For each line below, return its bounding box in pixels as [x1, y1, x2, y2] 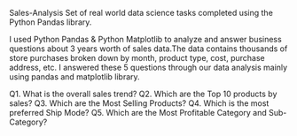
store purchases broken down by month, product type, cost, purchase [9, 53, 265, 63]
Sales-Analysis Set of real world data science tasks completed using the [9, 8, 273, 18]
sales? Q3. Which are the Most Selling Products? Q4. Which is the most [9, 98, 270, 109]
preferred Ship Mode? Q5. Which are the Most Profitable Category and [9, 108, 268, 117]
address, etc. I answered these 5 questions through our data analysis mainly [9, 62, 288, 72]
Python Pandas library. [9, 17, 92, 27]
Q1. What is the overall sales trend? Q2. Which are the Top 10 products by [9, 88, 277, 99]
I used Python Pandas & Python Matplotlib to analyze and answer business [9, 34, 282, 44]
